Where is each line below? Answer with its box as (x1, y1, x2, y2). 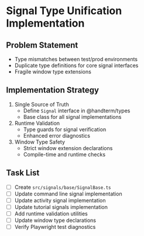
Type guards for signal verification (23, 125, 107, 133)
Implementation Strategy (6, 85, 100, 95)
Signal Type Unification (6, 4, 122, 18)
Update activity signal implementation (14, 197, 106, 204)
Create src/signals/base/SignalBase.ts (14, 184, 111, 191)
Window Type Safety (14, 138, 66, 145)
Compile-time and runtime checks (23, 151, 106, 158)
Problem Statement (6, 40, 78, 50)
